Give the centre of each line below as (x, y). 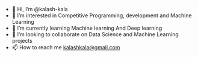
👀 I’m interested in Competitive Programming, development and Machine (102, 15)
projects (22, 41)
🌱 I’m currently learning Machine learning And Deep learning (87, 28)
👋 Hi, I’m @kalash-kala (40, 9)
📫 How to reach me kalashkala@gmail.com (66, 47)
